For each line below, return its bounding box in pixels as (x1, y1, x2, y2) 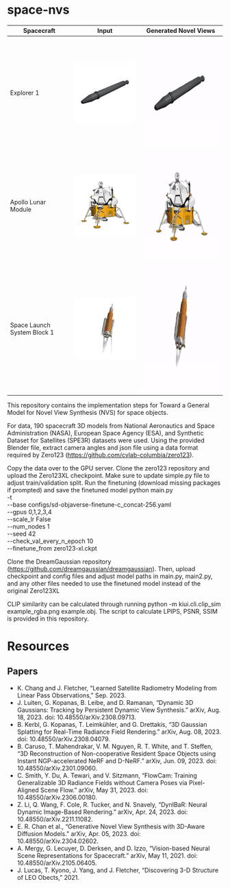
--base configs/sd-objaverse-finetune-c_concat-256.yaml (7, 500, 172, 509)
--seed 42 (7, 529, 36, 538)
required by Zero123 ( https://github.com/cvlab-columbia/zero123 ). (7, 451, 194, 459)
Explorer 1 (10, 88, 40, 97)
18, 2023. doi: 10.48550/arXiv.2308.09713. (16, 712, 137, 721)
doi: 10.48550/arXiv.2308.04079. (16, 734, 111, 743)
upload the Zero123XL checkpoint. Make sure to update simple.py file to (7, 471, 210, 479)
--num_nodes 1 (7, 522, 50, 530)
